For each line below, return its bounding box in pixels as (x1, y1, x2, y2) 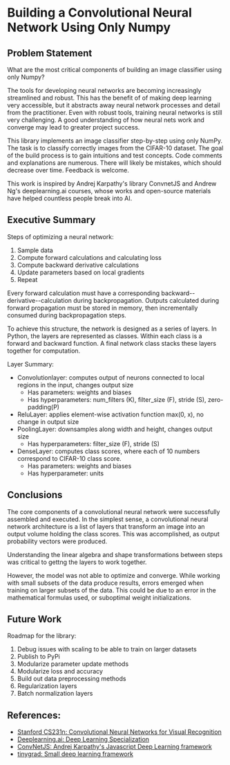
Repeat (17, 275, 38, 283)
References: (7, 709, 61, 721)
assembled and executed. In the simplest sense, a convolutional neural (7, 515, 209, 523)
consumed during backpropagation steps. (7, 310, 126, 319)
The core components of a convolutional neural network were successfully (7, 507, 220, 516)
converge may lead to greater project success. (7, 123, 140, 131)
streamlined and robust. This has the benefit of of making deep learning (7, 94, 212, 102)
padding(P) (27, 403, 60, 411)
